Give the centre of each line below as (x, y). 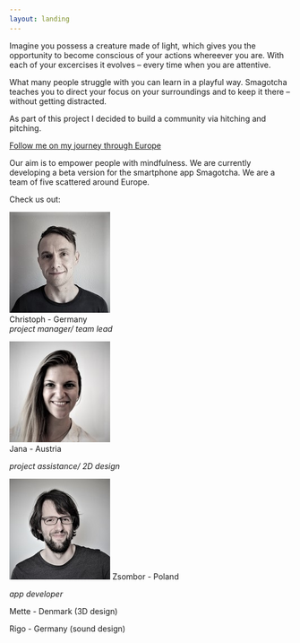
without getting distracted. (58, 101)
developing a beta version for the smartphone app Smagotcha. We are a (142, 172)
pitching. (26, 128)
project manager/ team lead (61, 328)
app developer (36, 594)
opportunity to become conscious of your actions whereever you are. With (147, 55)
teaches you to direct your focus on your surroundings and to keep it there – (150, 91)
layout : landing (39, 19)
